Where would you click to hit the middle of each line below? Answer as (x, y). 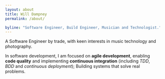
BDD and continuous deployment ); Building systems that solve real (72, 66)
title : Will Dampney (26, 14)
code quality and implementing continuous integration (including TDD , (78, 61)
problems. (15, 72)
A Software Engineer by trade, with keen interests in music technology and (81, 41)
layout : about (20, 10)
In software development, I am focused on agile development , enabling (78, 56)
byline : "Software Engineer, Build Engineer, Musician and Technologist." (83, 27)
